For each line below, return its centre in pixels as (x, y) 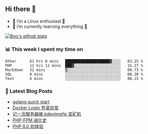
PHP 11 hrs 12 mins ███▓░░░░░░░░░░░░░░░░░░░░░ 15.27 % (74, 66)
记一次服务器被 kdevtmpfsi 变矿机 (47, 114)
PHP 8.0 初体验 (28, 127)
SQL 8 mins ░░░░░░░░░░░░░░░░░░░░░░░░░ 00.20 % (74, 74)
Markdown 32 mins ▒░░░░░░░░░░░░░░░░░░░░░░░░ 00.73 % (74, 70)
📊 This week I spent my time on (44, 49)
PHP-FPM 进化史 (30, 120)
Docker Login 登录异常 (35, 108)
